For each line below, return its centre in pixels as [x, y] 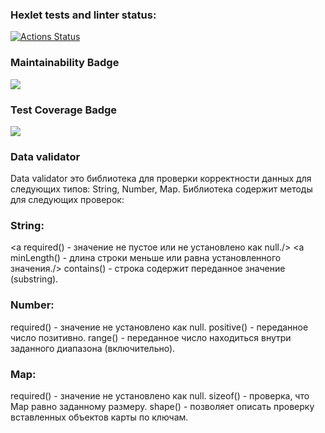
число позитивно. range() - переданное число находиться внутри [151, 337]
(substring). [34, 279]
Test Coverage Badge [64, 110]
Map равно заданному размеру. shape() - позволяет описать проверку [162, 407]
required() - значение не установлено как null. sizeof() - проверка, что [160, 396]
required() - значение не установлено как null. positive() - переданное [159, 327]
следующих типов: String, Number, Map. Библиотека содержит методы [161, 189]
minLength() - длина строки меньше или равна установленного [146, 258]
